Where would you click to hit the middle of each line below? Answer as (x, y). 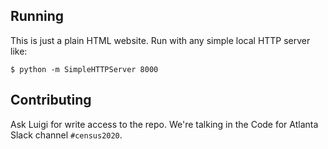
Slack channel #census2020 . (66, 135)
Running (37, 16)
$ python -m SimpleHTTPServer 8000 (84, 69)
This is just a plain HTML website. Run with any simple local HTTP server (160, 40)
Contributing (51, 100)
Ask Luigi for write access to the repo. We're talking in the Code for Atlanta (164, 124)
